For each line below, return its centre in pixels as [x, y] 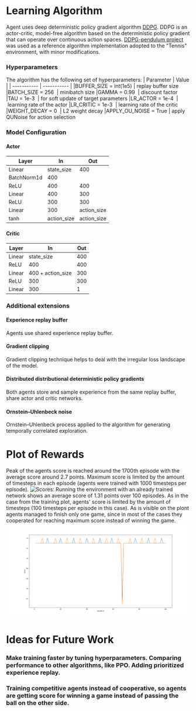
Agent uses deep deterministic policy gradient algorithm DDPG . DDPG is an [97, 27]
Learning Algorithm [54, 11]
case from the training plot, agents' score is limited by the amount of [88, 502]
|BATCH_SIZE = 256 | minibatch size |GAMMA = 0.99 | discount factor [92, 93]
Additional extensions [38, 306]
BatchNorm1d [25, 177]
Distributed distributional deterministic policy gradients [75, 379]
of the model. [22, 365]
